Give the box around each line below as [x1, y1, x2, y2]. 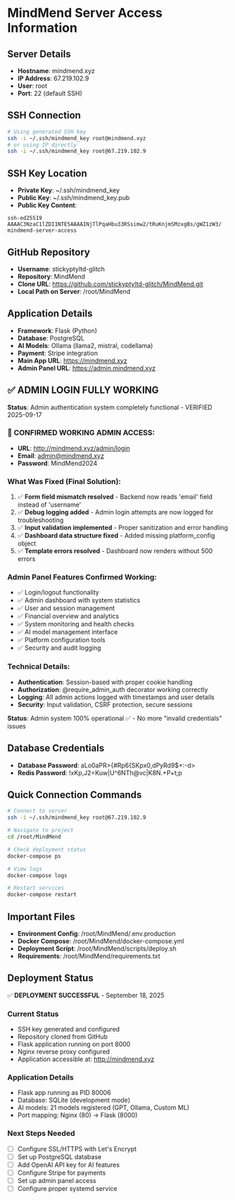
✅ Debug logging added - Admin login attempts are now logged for [17, 508, 214, 517]
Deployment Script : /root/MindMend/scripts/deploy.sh [17, 944, 177, 953]
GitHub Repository [7, 246, 90, 258]
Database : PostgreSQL [17, 333, 85, 342]
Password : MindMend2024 [17, 459, 98, 467]
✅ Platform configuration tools [17, 636, 106, 644]
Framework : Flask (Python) [17, 326, 97, 335]
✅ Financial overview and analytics [17, 612, 120, 621]
